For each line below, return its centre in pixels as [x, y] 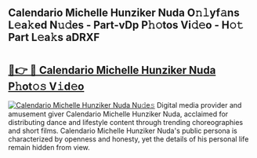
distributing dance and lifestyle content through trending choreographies [126, 122]
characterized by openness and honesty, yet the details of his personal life [128, 139]
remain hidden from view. [49, 147]
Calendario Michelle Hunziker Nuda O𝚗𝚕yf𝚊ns [124, 13]
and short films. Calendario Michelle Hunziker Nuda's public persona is [123, 130]
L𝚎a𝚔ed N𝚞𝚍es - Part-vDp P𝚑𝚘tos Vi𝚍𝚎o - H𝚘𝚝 [126, 26]
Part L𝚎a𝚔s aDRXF [54, 37]
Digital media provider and [199, 105]
